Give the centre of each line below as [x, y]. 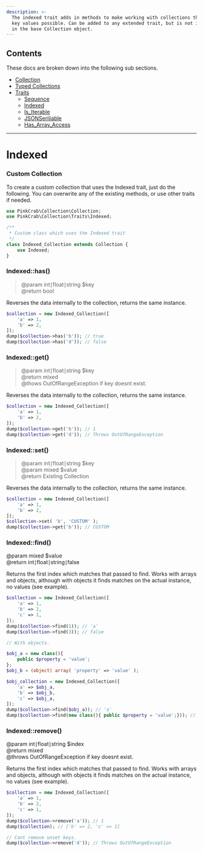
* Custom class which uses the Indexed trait [67, 233]
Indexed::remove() [34, 731]
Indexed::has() [28, 271]
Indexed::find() [29, 543]
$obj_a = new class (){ [35, 654]
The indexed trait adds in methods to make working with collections [101, 18]
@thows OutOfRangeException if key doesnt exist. [84, 384]
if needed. [19, 200]
